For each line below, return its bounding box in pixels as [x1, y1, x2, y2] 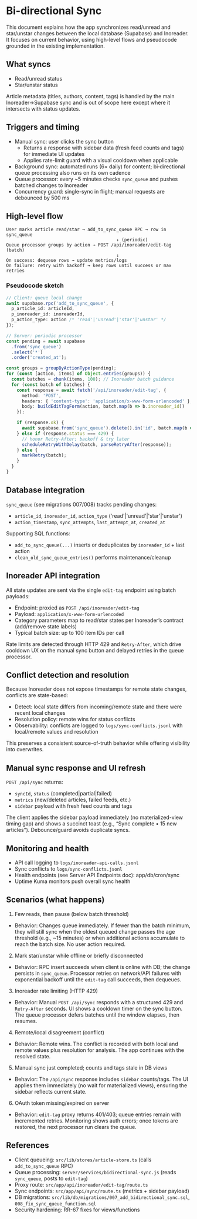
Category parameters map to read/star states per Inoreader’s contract [14, 617, 184, 624]
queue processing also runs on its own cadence [14, 169, 131, 176]
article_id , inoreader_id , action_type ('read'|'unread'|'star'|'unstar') [14, 512, 183, 519]
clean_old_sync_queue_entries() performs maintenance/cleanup [14, 554, 171, 561]
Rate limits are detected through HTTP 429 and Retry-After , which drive [6, 640, 182, 648]
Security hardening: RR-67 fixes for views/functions [14, 1206, 140, 1213]
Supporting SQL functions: [6, 529, 70, 537]
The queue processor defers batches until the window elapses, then [14, 1011, 180, 1018]
